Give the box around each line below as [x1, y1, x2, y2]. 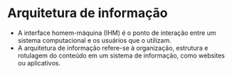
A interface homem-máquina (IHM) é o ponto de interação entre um [17, 28, 216, 37]
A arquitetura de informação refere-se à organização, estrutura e [17, 43, 209, 52]
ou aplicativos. [17, 58, 61, 67]
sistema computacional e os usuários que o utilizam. [17, 36, 172, 44]
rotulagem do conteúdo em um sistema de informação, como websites [17, 51, 226, 60]
